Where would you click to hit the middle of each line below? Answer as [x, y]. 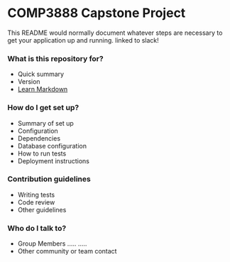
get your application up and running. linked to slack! [83, 40]
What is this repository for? [56, 58]
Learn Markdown [43, 89]
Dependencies [39, 138]
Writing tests [36, 195]
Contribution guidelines [49, 179]
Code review [36, 202]
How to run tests [42, 153]
